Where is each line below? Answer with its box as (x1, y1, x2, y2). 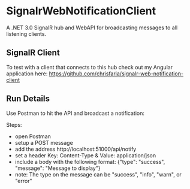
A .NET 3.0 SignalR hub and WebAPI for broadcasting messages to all (6, 24, 178, 31)
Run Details (6, 94, 50, 104)
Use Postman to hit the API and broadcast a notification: (6, 109, 145, 117)
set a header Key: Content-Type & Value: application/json (14, 151, 156, 159)
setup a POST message (14, 139, 73, 146)
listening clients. (6, 30, 47, 37)
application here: (6, 70, 48, 77)
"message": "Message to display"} (14, 164, 101, 172)
